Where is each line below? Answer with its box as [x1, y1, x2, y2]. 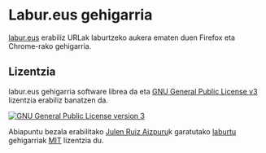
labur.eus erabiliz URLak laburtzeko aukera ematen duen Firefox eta [8, 33, 236, 42]
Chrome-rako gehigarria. [8, 41, 92, 50]
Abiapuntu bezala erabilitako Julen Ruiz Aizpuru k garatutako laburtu [8, 126, 237, 136]
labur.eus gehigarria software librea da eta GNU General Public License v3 [8, 86, 258, 96]
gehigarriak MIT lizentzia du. [8, 135, 104, 145]
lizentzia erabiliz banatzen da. [8, 95, 108, 105]
